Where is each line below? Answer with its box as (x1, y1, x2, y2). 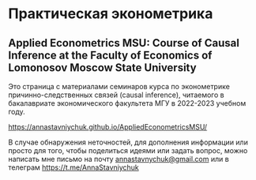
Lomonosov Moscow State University (8, 61, 197, 74)
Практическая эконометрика (8, 5, 213, 23)
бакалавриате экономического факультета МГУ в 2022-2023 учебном (8, 99, 247, 107)
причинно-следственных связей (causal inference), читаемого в (8, 90, 224, 99)
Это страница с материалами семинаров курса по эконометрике (8, 82, 231, 91)
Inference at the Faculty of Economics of (8, 48, 213, 62)
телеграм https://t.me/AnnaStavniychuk (8, 163, 140, 172)
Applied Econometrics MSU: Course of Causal (8, 36, 239, 50)
